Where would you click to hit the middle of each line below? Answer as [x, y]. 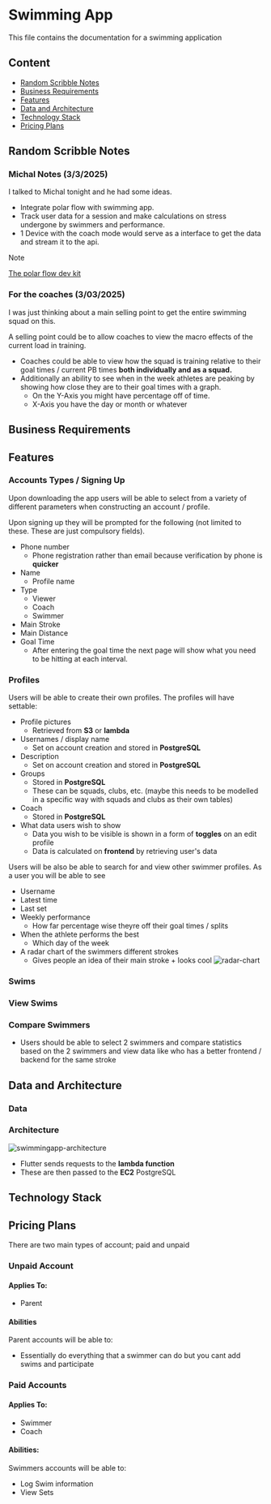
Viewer [44, 598]
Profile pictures [45, 722]
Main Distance [44, 633]
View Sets [37, 1492]
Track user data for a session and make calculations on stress [123, 216]
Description [39, 756]
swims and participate [57, 1364]
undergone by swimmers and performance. [93, 225]
